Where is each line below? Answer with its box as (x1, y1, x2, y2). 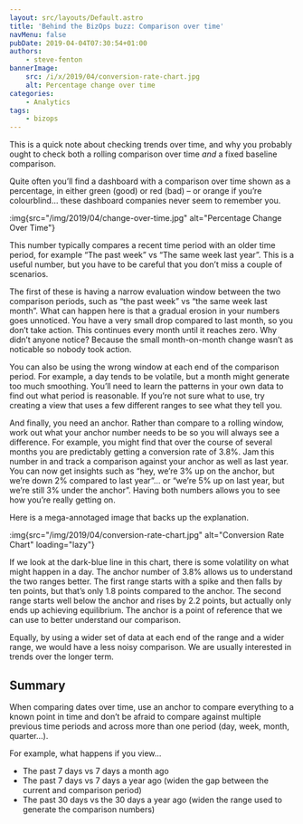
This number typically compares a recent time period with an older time (9, 240, 276, 251)
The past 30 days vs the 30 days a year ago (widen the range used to (22, 794, 283, 805)
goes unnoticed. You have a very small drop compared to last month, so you (9, 315, 294, 326)
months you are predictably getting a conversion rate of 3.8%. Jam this (9, 446, 275, 457)
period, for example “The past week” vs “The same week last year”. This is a (9, 250, 295, 261)
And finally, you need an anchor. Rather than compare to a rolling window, (9, 417, 285, 428)
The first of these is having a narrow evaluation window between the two (9, 286, 281, 297)
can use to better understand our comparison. (9, 615, 182, 626)
